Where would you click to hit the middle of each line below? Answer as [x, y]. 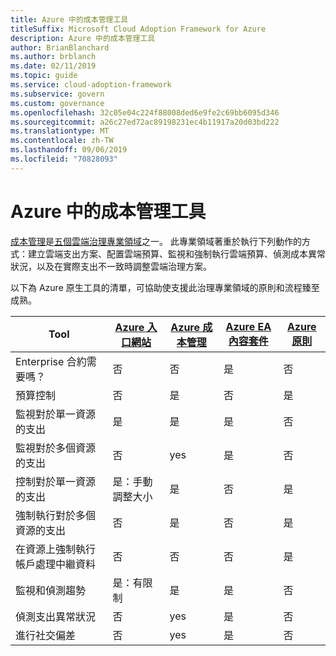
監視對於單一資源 [56, 414]
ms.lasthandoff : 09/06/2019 [69, 150]
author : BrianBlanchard [60, 47]
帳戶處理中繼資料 [56, 564]
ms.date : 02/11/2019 [53, 66]
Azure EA [248, 326]
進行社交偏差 [46, 635]
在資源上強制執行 [56, 549]
